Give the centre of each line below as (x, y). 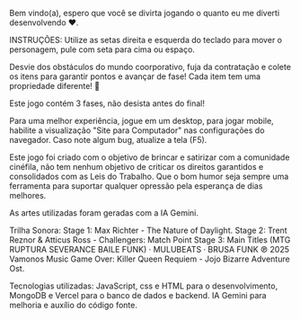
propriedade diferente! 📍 (55, 86)
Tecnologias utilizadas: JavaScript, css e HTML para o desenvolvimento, (144, 286)
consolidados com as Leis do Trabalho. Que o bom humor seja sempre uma (149, 176)
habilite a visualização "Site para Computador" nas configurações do (137, 130)
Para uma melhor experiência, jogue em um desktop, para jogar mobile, (141, 121)
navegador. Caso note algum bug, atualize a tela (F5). (108, 140)
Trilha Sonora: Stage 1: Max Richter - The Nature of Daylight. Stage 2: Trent (148, 230)
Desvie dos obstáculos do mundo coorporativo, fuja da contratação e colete (150, 67)
